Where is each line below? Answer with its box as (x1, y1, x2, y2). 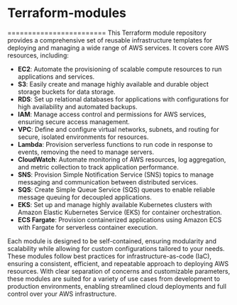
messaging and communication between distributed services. (17, 177, 199, 186)
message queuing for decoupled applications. (17, 193, 153, 201)
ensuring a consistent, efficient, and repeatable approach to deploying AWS (7, 259, 229, 267)
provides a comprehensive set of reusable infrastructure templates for (7, 35, 213, 44)
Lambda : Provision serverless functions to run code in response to (17, 140, 213, 148)
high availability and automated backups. (17, 102, 138, 111)
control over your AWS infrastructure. (7, 289, 117, 298)
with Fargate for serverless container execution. (17, 223, 158, 231)
